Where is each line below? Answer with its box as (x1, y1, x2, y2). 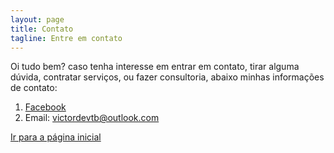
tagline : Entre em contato (10, 33, 123, 43)
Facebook (24, 101, 67, 113)
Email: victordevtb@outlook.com (24, 112, 160, 124)
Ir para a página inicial (10, 131, 102, 143)
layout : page (10, 14, 65, 25)
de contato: (10, 82, 58, 94)
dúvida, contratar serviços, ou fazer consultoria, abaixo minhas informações (10, 71, 325, 83)
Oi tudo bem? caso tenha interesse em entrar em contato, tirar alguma (10, 61, 300, 73)
